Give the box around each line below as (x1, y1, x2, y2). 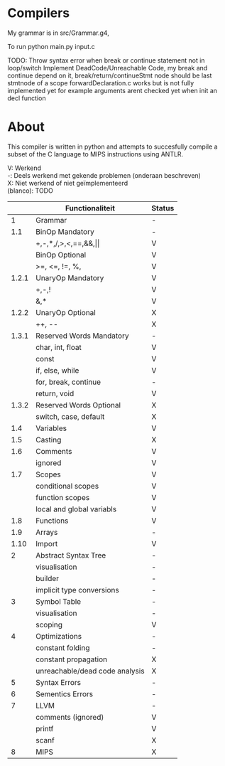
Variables (35, 423, 67, 433)
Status (151, 203, 175, 213)
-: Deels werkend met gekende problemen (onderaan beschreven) (7, 171, 201, 179)
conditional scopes (35, 481, 99, 491)
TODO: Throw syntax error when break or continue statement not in (7, 55, 205, 65)
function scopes (35, 492, 90, 502)
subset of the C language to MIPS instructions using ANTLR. (7, 149, 184, 158)
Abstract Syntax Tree (35, 550, 106, 560)
